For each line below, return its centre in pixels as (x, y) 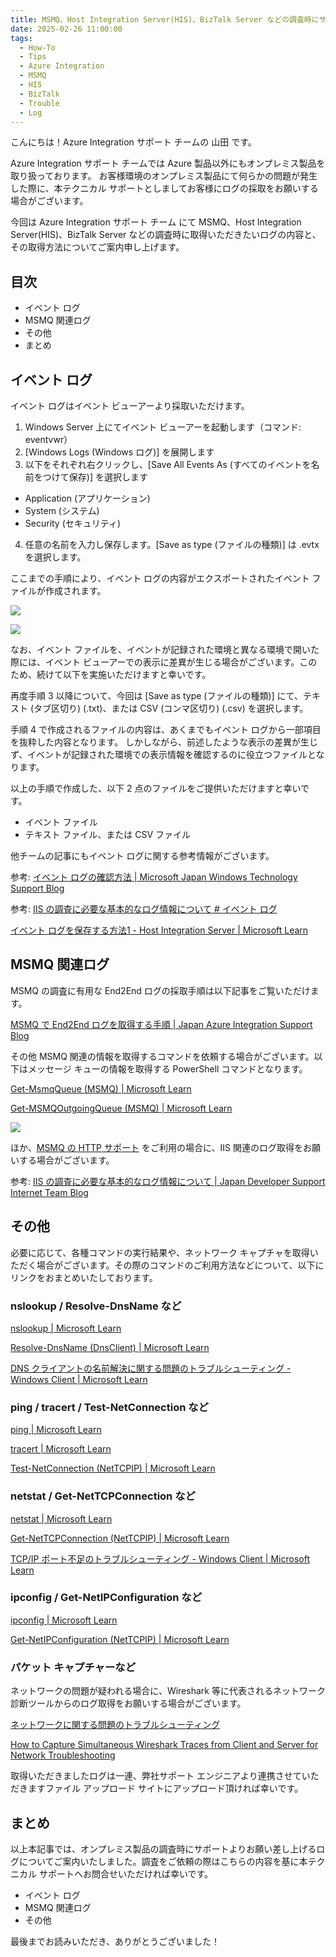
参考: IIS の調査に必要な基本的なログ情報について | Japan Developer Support (168, 1181)
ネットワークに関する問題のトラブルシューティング (115, 1725)
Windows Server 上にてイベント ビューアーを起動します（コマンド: (163, 427)
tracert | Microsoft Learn (61, 1449)
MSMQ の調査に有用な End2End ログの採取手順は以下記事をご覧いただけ (160, 990)
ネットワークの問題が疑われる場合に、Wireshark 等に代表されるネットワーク (168, 1691)
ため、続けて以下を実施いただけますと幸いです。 (111, 674)
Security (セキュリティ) (73, 523)
